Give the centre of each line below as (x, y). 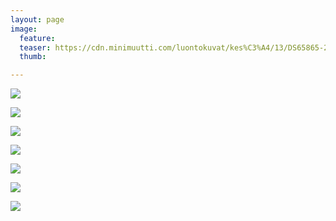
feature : (37, 38)
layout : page (37, 19)
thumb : (33, 57)
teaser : (35, 47)
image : (24, 29)
